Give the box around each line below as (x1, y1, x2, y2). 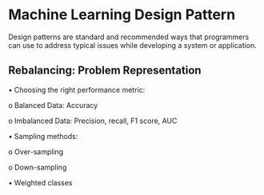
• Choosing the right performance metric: (8, 85, 146, 94)
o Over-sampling (8, 146, 64, 157)
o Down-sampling (8, 162, 67, 172)
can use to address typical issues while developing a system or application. (8, 40, 258, 50)
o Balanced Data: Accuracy (8, 100, 98, 109)
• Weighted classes (8, 177, 74, 187)
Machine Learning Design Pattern (8, 6, 236, 24)
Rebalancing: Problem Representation (8, 64, 202, 78)
